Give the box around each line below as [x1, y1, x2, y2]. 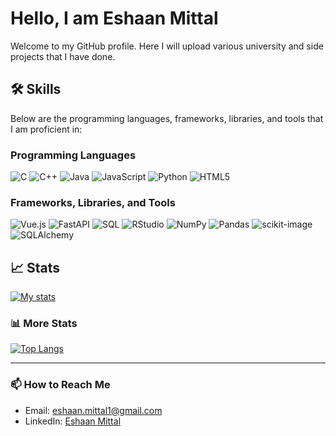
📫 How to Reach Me [10, 378, 111, 392]
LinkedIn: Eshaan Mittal [24, 415, 122, 427]
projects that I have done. [10, 50, 116, 62]
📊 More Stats [10, 317, 78, 331]
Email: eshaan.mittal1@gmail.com [24, 404, 163, 416]
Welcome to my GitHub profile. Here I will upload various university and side [10, 40, 324, 52]
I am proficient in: [10, 123, 83, 135]
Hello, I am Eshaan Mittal [10, 7, 219, 30]
